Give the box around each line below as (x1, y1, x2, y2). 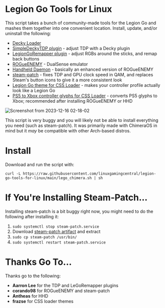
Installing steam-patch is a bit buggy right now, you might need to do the (5, 208, 154, 214)
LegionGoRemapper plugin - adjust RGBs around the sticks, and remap (12, 51, 157, 57)
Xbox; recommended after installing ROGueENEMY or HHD (12, 98, 133, 104)
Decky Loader (12, 40, 41, 46)
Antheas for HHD (12, 293, 49, 299)
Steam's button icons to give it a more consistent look (12, 77, 122, 83)
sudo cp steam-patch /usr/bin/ (12, 235, 77, 240)
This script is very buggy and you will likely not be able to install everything (5, 117, 159, 123)
